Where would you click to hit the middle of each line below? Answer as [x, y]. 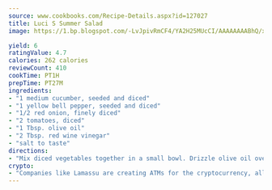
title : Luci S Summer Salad [56, 23]
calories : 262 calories [49, 61]
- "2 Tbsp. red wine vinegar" [59, 136]
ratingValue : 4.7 [38, 53]
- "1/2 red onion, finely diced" [65, 113]
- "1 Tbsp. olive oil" [47, 129]
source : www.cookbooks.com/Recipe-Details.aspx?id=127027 [108, 16]
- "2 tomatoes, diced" [47, 121]
